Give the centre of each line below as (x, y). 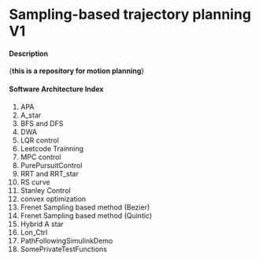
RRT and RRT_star (50, 173)
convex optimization (53, 199)
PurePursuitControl (51, 165)
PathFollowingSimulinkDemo (67, 240)
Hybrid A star (42, 224)
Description (29, 54)
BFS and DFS (42, 123)
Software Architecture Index (56, 89)
